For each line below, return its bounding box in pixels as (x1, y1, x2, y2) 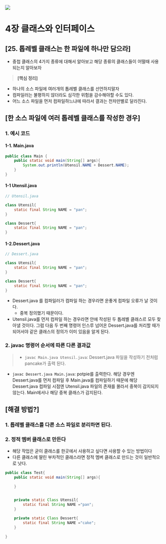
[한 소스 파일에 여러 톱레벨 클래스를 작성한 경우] (5, 114, 141, 122)
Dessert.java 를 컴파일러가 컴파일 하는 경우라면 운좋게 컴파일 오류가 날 (12, 297, 149, 303)
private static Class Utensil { (14, 497, 79, 502)
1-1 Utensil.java (5, 183, 37, 189)
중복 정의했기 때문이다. (19, 310, 64, 316)
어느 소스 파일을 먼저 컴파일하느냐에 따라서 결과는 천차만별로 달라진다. (12, 98, 147, 104)
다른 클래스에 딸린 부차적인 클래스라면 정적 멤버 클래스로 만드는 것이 (12, 454, 143, 460)
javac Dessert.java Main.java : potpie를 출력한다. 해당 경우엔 (12, 371, 135, 377)
